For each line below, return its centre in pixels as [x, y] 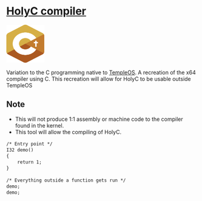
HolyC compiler [46, 11]
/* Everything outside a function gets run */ [66, 180]
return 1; [30, 162]
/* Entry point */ [29, 144]
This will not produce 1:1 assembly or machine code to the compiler [99, 119]
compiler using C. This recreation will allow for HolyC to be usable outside [99, 79]
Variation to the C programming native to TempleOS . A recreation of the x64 [101, 72]
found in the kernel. [39, 125]
